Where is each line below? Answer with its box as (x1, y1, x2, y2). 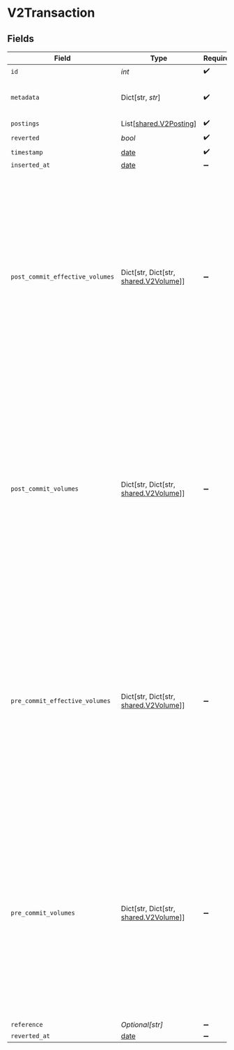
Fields (7, 33, 35, 45)
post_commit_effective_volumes (10, 273, 115, 281)
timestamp (10, 148, 43, 156)
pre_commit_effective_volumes (10, 697, 111, 704)
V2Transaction (7, 5, 95, 21)
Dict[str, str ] (120, 93, 161, 102)
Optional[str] (120, 1020, 164, 1029)
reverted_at (10, 1032, 51, 1040)
